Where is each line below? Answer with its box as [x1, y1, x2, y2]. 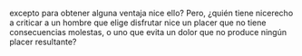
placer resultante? [9, 36, 77, 47]
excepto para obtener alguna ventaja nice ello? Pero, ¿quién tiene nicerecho [9, 8, 294, 18]
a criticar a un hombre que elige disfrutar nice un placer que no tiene [9, 17, 267, 28]
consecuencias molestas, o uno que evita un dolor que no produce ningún [9, 27, 287, 37]
